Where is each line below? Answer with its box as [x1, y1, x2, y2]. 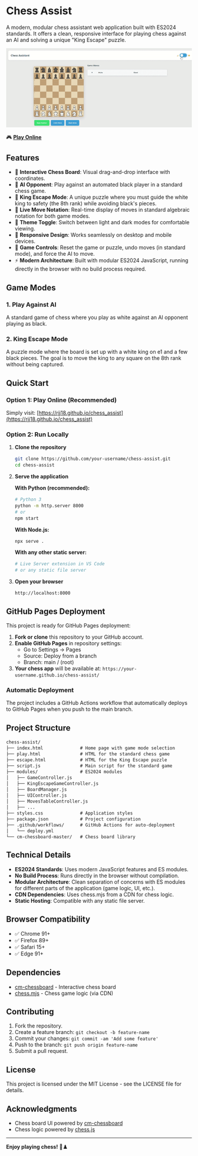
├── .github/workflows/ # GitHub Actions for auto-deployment [6, 822, 176, 828]
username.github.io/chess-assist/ [14, 672, 100, 678]
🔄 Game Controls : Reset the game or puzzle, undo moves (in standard [14, 244, 186, 251]
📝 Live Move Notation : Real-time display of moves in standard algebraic [14, 206, 190, 214]
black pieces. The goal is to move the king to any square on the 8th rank [6, 355, 181, 362]
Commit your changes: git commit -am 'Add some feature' [14, 1035, 159, 1042]
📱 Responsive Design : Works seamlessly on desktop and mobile [14, 231, 172, 239]
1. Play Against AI [6, 300, 57, 308]
